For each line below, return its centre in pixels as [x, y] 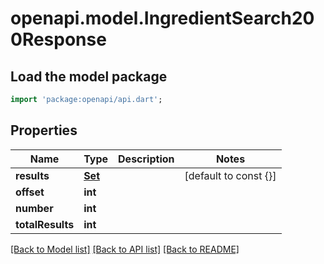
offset [30, 192]
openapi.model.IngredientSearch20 [162, 18]
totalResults [45, 224]
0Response [58, 39]
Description [146, 159]
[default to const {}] [230, 175]
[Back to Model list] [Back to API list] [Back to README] [125, 249]
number [34, 208]
